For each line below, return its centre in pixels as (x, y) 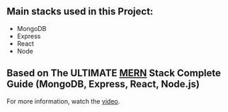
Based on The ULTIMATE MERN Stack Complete (114, 73)
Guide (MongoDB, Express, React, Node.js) (103, 84)
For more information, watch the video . (63, 101)
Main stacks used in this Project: (80, 12)
